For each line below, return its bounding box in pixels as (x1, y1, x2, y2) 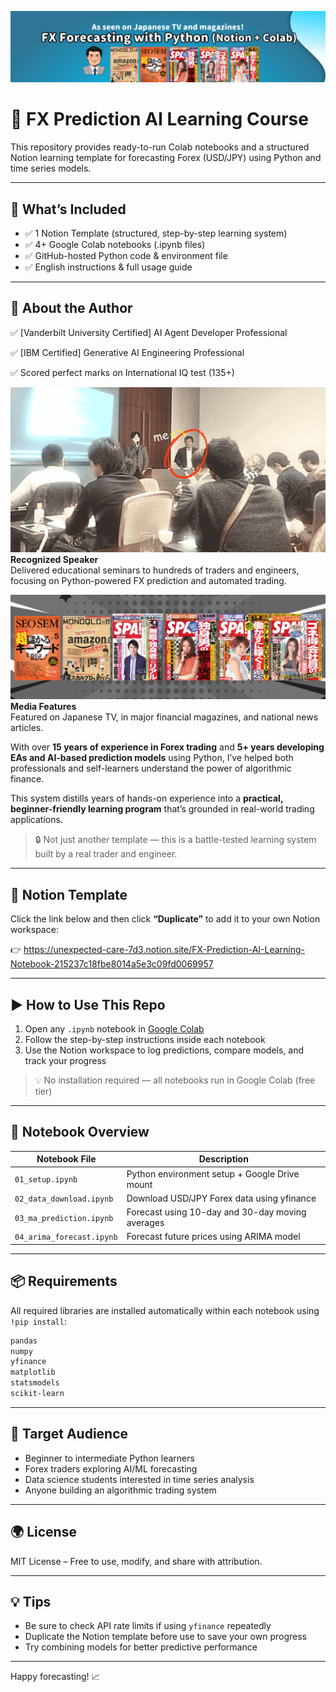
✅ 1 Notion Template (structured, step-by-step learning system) (24, 227, 288, 239)
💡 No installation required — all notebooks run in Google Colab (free (34, 1074, 316, 1086)
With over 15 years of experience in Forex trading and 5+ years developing (10, 741, 325, 753)
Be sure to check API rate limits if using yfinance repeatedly (24, 1620, 272, 1632)
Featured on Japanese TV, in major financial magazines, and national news (10, 711, 319, 723)
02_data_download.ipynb (14, 1194, 114, 1204)
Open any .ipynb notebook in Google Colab (24, 1023, 205, 1035)
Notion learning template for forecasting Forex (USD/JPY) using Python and (10, 152, 322, 164)
